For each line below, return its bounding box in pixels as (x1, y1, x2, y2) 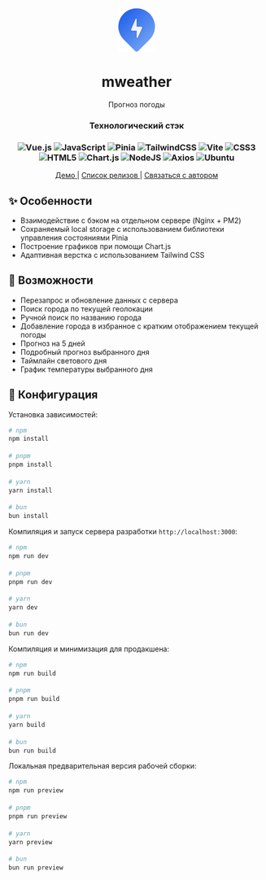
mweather (101, 73, 172, 91)
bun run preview (8, 864, 63, 872)
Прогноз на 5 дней (20, 338, 85, 348)
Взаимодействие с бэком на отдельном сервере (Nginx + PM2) (20, 216, 242, 225)
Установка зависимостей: (8, 409, 98, 419)
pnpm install (8, 460, 53, 469)
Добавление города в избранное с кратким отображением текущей (20, 321, 259, 331)
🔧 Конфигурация (8, 388, 98, 402)
